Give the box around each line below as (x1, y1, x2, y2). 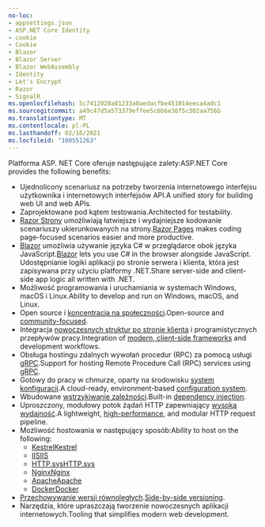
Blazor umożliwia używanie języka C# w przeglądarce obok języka (19, 240, 237, 250)
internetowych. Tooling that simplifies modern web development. (19, 509, 229, 518)
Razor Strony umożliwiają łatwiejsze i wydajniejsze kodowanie (19, 215, 222, 225)
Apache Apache (31, 476, 82, 485)
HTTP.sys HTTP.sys (31, 459, 95, 469)
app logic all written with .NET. (35, 274, 135, 284)
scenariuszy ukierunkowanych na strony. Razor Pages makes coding (19, 224, 242, 233)
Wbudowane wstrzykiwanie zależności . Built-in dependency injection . (19, 392, 247, 401)
